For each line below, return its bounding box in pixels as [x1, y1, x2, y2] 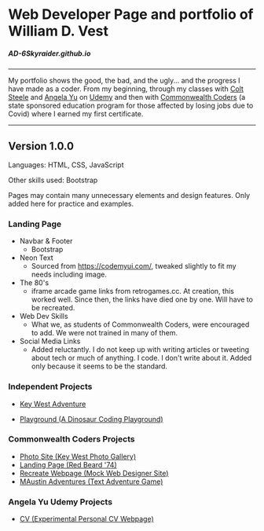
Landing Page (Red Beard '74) [19, 460, 117, 469]
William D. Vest [8, 22, 108, 40]
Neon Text [19, 253, 53, 262]
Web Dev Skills [19, 312, 68, 321]
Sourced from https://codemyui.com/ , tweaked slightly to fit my [31, 262, 237, 271]
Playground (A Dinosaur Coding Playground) [19, 414, 163, 423]
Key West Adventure [19, 399, 86, 408]
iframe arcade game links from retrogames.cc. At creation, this [31, 287, 234, 296]
